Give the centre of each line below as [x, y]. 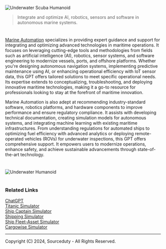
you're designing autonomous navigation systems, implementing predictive [82, 66]
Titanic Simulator [22, 206]
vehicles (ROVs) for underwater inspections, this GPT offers [85, 139]
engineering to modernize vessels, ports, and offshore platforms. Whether [81, 61]
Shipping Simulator [24, 216]
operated [14, 139]
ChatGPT [14, 200]
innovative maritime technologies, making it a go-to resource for [70, 87]
